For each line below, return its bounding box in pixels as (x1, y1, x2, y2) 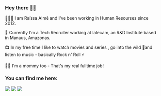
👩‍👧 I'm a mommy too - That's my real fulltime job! (5, 63, 104, 69)
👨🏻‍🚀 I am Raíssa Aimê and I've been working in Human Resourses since (5, 15, 149, 21)
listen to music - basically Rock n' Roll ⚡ (5, 52, 85, 57)
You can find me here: (5, 75, 58, 82)
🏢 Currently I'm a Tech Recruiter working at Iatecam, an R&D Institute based (5, 30, 156, 36)
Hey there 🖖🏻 (5, 4, 36, 11)
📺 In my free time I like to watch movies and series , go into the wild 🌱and (5, 44, 153, 50)
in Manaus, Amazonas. (5, 35, 51, 41)
